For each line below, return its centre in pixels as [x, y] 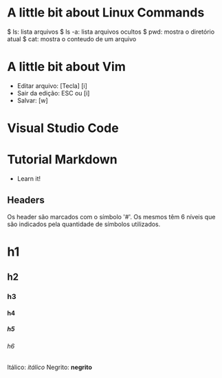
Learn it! [29, 179]
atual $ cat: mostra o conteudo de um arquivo [72, 38]
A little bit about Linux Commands [106, 13]
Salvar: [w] [32, 100]
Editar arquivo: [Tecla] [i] [52, 86]
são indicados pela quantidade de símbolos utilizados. [84, 224]
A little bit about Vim [66, 67]
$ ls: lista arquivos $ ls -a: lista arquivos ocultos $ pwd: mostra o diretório [111, 32]
